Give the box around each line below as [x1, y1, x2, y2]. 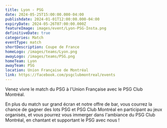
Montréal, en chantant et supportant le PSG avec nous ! [5, 117, 120, 123]
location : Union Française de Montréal [5, 68, 89, 73]
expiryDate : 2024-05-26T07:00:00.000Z [5, 21, 86, 26]
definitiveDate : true [5, 30, 51, 35]
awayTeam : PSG [5, 63, 35, 68]
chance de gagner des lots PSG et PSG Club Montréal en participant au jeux [5, 106, 162, 112]
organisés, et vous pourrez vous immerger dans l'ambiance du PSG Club [5, 111, 155, 117]
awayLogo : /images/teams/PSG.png [5, 53, 75, 59]
